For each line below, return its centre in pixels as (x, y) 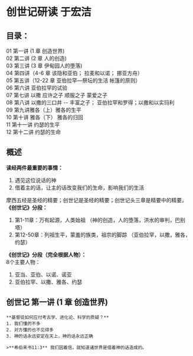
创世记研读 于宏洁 (49, 12)
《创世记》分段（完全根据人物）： (46, 255)
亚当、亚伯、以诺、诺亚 (43, 274)
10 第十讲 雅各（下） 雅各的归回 (45, 117)
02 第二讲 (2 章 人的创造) (36, 58)
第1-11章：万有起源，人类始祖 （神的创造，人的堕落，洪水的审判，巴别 (100, 220)
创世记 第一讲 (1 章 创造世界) (57, 302)
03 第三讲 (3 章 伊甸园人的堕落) (44, 66)
